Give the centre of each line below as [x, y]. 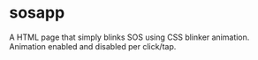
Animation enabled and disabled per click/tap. [93, 46]
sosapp [37, 13]
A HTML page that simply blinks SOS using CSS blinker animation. [129, 37]
